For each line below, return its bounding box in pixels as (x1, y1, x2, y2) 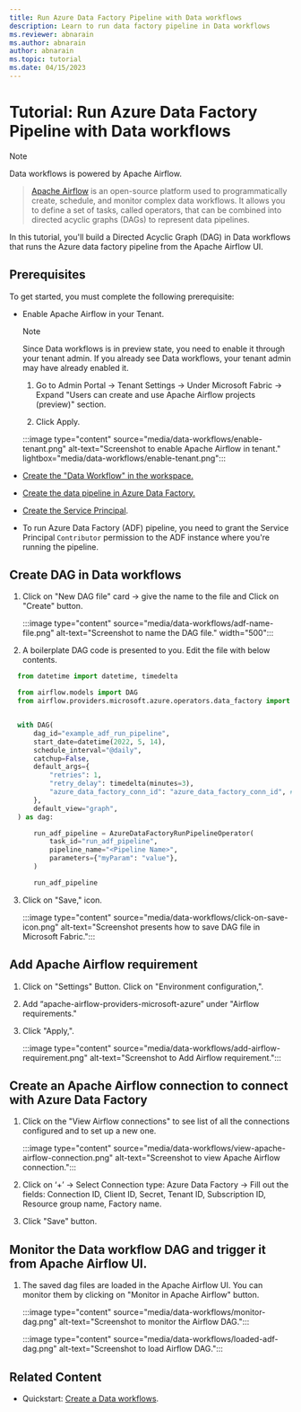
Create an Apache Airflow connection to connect (9, 1079, 288, 1094)
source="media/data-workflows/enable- (113, 433, 262, 445)
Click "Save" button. (21, 1216, 98, 1227)
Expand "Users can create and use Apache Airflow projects (35, 389, 256, 400)
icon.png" (21, 922, 59, 932)
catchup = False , (32, 754, 90, 763)
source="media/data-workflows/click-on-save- (113, 912, 288, 922)
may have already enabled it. (21, 362, 129, 373)
